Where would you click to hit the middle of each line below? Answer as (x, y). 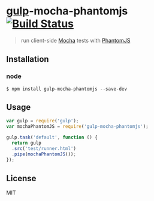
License (21, 178)
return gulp (27, 143)
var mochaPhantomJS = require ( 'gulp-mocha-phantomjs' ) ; (77, 127)
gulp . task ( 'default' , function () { (52, 137)
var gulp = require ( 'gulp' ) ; (43, 121)
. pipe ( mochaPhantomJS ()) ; (44, 154)
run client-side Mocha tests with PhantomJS (76, 40)
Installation (28, 59)
